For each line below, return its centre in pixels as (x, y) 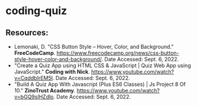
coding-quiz (36, 11)
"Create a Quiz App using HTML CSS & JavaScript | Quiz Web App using (102, 65)
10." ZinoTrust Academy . (45, 90)
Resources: (27, 33)
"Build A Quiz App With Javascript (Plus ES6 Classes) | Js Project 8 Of (100, 84)
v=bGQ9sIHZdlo (34, 97)
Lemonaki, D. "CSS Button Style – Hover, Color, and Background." (94, 47)
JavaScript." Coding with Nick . (52, 72)
